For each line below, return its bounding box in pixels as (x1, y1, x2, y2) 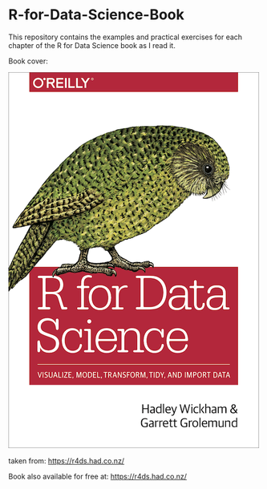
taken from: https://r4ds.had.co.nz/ (8, 455, 125, 466)
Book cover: (8, 56, 48, 66)
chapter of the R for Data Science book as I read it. (8, 40, 176, 50)
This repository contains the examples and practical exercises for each (8, 32, 243, 42)
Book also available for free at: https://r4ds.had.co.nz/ (8, 471, 187, 481)
